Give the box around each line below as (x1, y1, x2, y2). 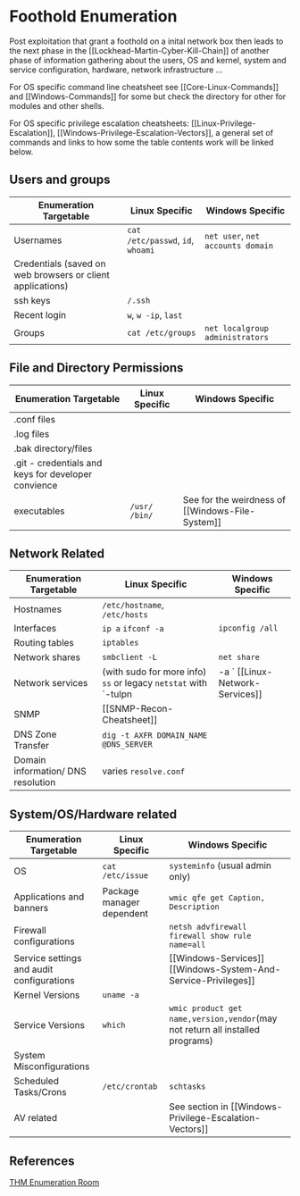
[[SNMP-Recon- (102, 703, 174, 715)
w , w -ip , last (127, 308, 183, 321)
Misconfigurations (13, 1060, 90, 1073)
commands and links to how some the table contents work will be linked (9, 137, 274, 147)
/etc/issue (102, 871, 149, 881)
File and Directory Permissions (9, 360, 184, 376)
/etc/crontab (102, 1082, 158, 1091)
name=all (169, 940, 206, 950)
